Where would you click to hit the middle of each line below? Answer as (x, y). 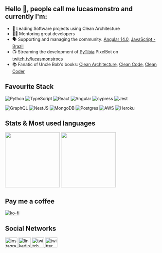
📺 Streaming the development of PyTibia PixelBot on (65, 51)
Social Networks (31, 228)
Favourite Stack (29, 87)
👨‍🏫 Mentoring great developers (44, 34)
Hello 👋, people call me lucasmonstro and (69, 9)
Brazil (18, 46)
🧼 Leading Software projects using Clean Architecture (66, 28)
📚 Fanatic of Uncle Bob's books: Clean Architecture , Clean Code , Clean (84, 64)
